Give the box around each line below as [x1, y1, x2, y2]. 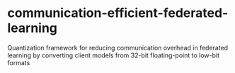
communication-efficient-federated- [7, 5, 229, 21]
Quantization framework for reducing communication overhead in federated [7, 43, 229, 52]
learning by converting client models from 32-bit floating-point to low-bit [7, 51, 219, 60]
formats [7, 58, 30, 67]
